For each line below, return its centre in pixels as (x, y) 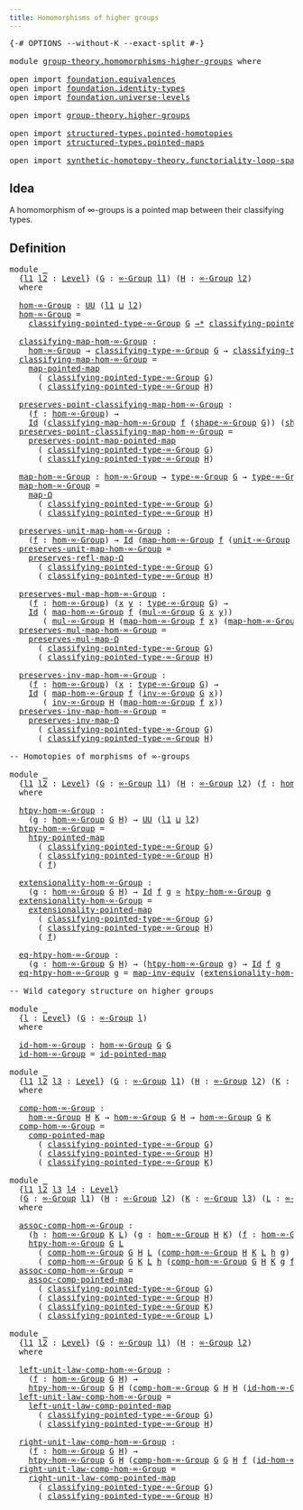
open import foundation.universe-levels (100, 97)
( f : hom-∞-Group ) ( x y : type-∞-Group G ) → (128, 603)
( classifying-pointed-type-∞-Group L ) (126, 1316)
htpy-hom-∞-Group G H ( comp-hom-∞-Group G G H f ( (142, 1460)
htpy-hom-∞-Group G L (76, 1244)
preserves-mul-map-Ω (73, 640)
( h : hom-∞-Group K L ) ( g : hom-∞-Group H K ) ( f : (142, 1235)
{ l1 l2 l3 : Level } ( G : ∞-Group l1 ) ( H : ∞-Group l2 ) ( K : (154, 1082)
